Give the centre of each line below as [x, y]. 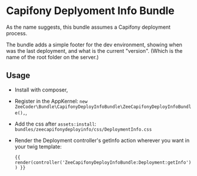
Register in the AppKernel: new [51, 101]
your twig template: [38, 146]
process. [17, 33]
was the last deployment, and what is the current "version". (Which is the [94, 50]
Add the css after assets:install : [55, 124]
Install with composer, [41, 90]
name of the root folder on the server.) [52, 57]
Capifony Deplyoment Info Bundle [90, 11]
